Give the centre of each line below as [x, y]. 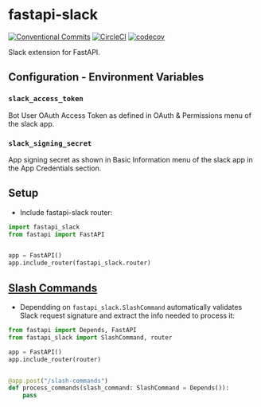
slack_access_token [46, 99]
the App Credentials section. [55, 168]
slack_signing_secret [50, 143]
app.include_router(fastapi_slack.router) [80, 263]
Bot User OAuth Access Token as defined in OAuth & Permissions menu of [130, 115]
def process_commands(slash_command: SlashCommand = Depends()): [119, 388]
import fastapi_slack [44, 227]
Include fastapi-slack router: [66, 212]
